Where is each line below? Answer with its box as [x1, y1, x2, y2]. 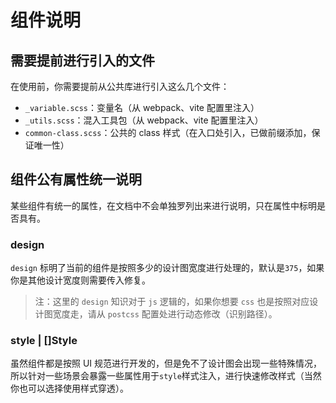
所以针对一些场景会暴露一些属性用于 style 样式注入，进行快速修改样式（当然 [10, 370, 322, 382]
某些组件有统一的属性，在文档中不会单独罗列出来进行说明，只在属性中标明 [10, 199, 317, 211]
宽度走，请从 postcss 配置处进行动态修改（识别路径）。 [52, 308, 278, 320]
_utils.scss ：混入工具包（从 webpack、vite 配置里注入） [24, 114, 264, 126]
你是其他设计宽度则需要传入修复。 [10, 274, 151, 286]
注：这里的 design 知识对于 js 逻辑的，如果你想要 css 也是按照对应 [34, 296, 310, 308]
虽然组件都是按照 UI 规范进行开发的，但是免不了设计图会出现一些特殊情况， [10, 357, 323, 370]
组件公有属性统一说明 [10, 171, 142, 188]
